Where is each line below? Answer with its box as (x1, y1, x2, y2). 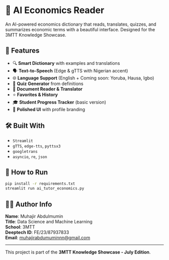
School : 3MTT (5, 224, 35, 230)
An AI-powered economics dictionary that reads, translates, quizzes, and (5, 21, 157, 27)
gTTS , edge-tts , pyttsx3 (12, 143, 61, 149)
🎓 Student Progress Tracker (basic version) (12, 99, 107, 105)
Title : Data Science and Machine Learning (5, 218, 93, 224)
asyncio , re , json (12, 153, 47, 159)
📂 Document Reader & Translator (12, 85, 83, 92)
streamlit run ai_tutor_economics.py (5, 186, 84, 191)
